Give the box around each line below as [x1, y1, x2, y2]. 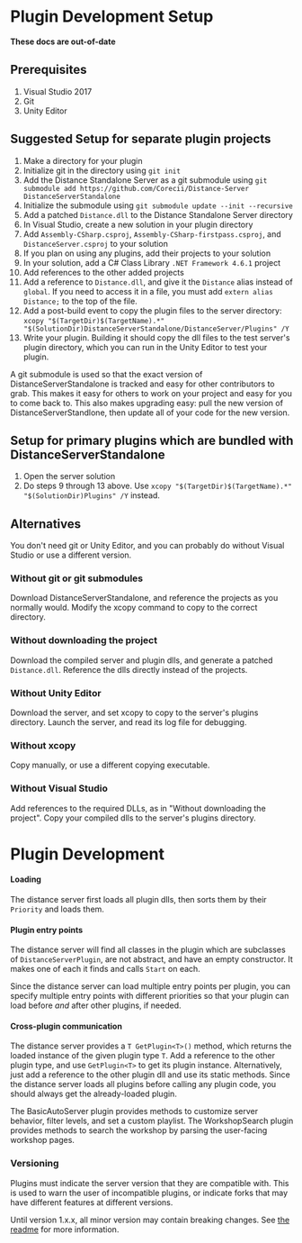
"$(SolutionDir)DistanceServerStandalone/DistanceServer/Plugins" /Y [22, 324, 290, 333]
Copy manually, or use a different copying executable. [10, 759, 210, 771]
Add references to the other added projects [22, 267, 185, 277]
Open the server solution [22, 471, 116, 482]
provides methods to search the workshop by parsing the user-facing [10, 1125, 268, 1136]
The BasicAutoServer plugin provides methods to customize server [10, 1106, 259, 1117]
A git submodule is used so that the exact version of [10, 368, 203, 379]
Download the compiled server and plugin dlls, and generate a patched [10, 655, 273, 666]
